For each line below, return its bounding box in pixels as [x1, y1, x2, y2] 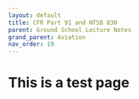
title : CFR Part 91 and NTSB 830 [8, 19, 118, 27]
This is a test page [8, 74, 130, 92]
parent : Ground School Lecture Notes [8, 26, 132, 34]
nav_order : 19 [8, 41, 55, 48]
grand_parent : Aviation [8, 33, 86, 41]
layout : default [8, 11, 61, 19]
